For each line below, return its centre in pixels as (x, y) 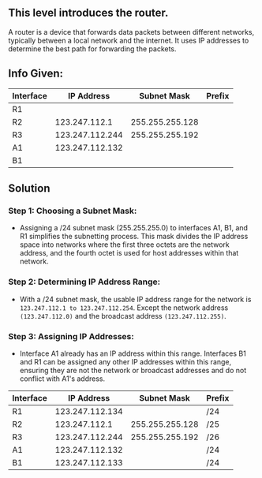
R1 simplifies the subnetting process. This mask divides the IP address (134, 237)
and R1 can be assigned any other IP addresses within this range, (125, 361)
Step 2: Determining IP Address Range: (84, 282)
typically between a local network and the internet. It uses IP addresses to (129, 40)
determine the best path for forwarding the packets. (92, 49)
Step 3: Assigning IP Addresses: (71, 336)
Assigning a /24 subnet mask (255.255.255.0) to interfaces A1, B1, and (134, 228)
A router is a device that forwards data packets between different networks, (131, 32)
